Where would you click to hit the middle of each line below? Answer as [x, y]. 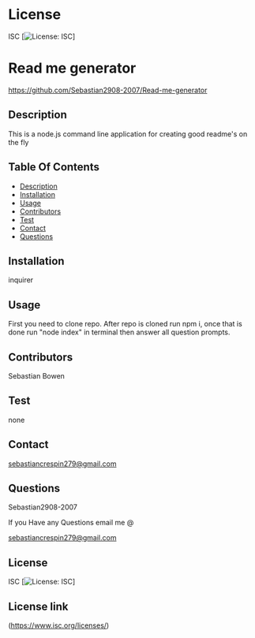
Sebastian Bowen [37, 375]
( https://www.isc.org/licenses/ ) [59, 625]
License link [38, 606]
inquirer [21, 280]
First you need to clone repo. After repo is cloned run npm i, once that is [125, 324]
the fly [19, 142]
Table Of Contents [54, 167]
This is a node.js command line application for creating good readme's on [128, 134]
